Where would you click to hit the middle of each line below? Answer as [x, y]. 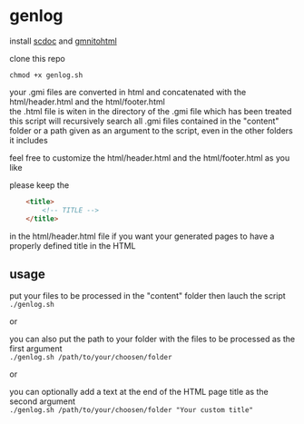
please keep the [39, 185]
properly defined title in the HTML [73, 245]
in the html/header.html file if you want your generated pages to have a [142, 236]
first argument [36, 349]
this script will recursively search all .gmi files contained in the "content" [144, 121]
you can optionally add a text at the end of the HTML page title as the [139, 392]
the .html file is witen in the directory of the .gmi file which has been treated [151, 111]
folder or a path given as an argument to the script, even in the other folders [151, 130]
